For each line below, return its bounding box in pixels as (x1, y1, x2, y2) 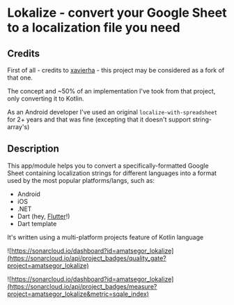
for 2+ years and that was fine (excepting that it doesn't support (7, 115, 192, 124)
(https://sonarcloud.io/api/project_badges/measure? (7, 282, 157, 290)
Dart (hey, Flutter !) (17, 211, 70, 221)
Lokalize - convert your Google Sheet (7, 5, 227, 21)
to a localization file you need (7, 20, 180, 36)
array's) (7, 123, 30, 131)
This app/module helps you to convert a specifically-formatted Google (7, 161, 209, 170)
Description (7, 143, 59, 155)
